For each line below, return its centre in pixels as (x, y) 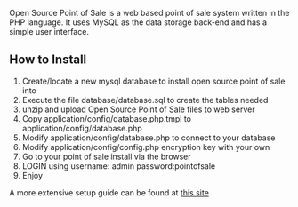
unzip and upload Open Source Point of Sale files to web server (138, 109)
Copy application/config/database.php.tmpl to (106, 118)
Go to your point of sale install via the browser (106, 156)
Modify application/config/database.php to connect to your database (149, 138)
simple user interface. (49, 32)
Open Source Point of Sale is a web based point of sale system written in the (149, 13)
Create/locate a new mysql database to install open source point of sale (153, 81)
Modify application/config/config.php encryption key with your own (146, 147)
